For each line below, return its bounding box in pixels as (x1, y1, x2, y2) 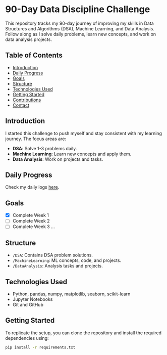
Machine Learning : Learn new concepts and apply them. (12, 151, 132, 157)
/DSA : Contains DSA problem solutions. (12, 252, 93, 258)
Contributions (12, 97, 41, 103)
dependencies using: (5, 335, 49, 341)
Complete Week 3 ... (12, 224, 55, 230)
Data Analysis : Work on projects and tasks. (12, 156, 103, 162)
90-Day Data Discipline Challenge (5, 4, 150, 15)
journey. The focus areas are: (5, 136, 67, 142)
